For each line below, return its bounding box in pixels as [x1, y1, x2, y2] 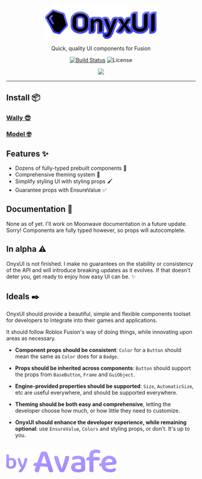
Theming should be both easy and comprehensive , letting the [14, 401, 171, 408]
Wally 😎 [6, 114, 31, 122]
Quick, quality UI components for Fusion [50, 45, 151, 52]
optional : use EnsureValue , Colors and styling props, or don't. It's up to [14, 425, 191, 433]
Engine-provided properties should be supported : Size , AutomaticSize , [14, 383, 194, 390]
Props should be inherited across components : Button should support [14, 365, 191, 372]
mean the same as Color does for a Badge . [14, 353, 119, 360]
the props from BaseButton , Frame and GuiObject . [14, 371, 135, 378]
